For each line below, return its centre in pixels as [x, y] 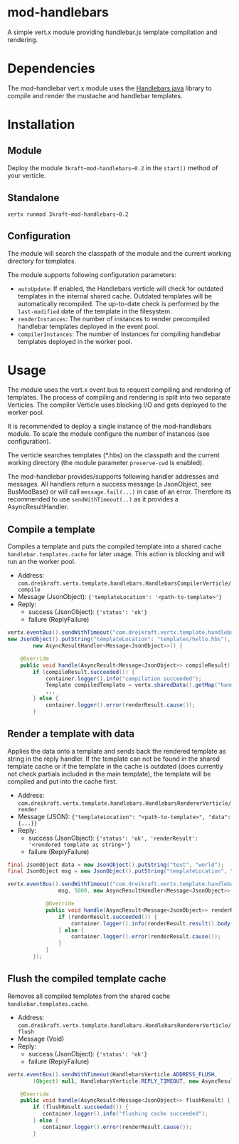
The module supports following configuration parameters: [92, 274]
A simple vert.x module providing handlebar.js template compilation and [112, 32]
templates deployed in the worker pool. [75, 341]
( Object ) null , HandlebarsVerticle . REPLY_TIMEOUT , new [116, 1081]
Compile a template [52, 529]
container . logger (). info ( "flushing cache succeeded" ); [125, 1114]
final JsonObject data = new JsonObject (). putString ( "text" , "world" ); [116, 865]
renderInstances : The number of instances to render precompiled [113, 318]
